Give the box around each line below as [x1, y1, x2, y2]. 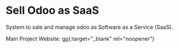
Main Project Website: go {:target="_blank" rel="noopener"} [5, 35, 155, 42]
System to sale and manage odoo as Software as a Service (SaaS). [5, 23, 174, 31]
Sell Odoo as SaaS [5, 4, 99, 17]
